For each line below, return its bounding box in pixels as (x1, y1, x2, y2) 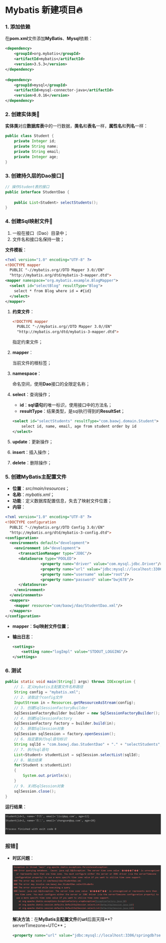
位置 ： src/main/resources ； (12, 486, 70, 492)
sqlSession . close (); (14, 789, 56, 794)
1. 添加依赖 (5, 23, 31, 30)
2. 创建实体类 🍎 (5, 111, 40, 118)
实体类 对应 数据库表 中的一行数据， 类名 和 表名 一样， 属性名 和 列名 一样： (5, 123, 148, 129)
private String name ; (14, 144, 58, 149)
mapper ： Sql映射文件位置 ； (12, 623, 71, 629)
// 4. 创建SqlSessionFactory (14, 716, 73, 721)
